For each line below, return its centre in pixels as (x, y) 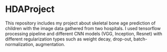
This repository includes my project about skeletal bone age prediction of (81, 23)
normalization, (20, 44)
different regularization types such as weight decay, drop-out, (69, 39)
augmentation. (50, 44)
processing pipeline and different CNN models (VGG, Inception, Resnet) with (84, 33)
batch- (140, 39)
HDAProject (30, 9)
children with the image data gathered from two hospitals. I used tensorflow (83, 28)
